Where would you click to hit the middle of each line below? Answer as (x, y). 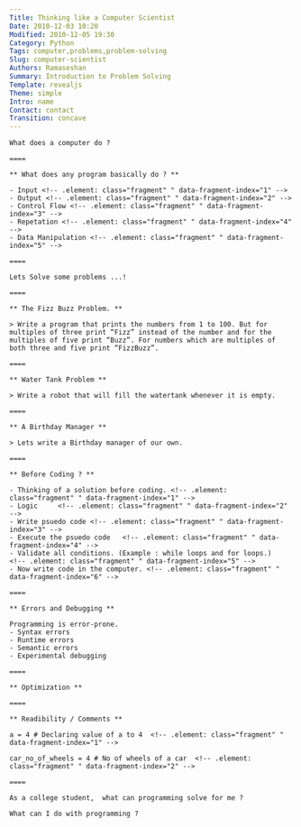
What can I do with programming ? (74, 814)
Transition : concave (48, 118)
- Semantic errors (44, 648)
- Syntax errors (40, 632)
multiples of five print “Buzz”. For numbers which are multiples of (143, 340)
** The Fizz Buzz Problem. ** (66, 309)
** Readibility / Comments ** (66, 719)
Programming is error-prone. (64, 625)
